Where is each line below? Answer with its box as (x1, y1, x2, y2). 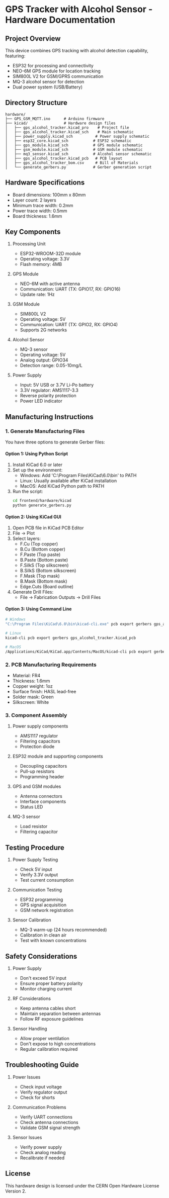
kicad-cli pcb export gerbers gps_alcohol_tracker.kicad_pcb (5, 635, 136, 640)
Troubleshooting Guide (5, 1061, 79, 1069)
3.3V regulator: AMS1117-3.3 (20, 387, 79, 393)
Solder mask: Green (12, 694, 54, 700)
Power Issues (12, 1074, 41, 1080)
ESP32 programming (20, 896, 63, 903)
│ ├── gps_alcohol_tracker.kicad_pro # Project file (5, 125, 129, 130)
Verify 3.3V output (20, 872, 58, 878)
